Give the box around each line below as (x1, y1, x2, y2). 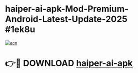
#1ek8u (5, 24, 35, 35)
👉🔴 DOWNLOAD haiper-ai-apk (5, 58, 133, 69)
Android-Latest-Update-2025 (5, 14, 128, 25)
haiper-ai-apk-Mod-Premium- (5, 3, 129, 15)
